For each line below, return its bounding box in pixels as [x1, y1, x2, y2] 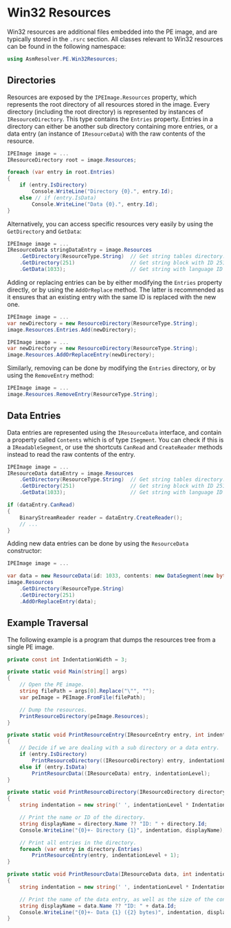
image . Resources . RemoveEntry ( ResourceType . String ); [7, 391, 158, 398]
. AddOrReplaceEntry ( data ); [19, 598, 97, 605]
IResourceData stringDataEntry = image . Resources [7, 246, 153, 254]
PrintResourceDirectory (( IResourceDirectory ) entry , [32, 757, 186, 764]
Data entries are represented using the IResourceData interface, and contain [7, 428, 222, 436]
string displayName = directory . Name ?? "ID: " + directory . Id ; [19, 820, 208, 827]
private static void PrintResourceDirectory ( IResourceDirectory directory [7, 789, 226, 796]
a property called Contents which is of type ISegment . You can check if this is [7, 435, 224, 444]
